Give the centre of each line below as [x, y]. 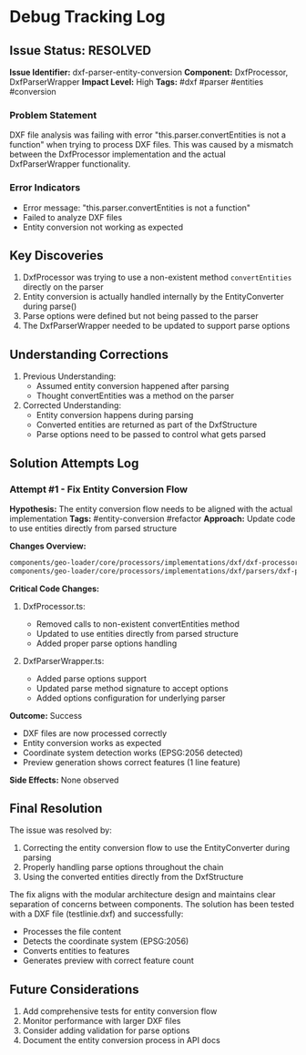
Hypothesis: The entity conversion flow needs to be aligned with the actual [151, 508]
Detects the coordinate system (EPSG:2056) [106, 941]
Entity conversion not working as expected [103, 227]
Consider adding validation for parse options [106, 1030]
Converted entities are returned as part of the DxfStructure [147, 425]
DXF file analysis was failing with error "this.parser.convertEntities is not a [148, 135]
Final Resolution [56, 809]
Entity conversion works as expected [92, 743]
